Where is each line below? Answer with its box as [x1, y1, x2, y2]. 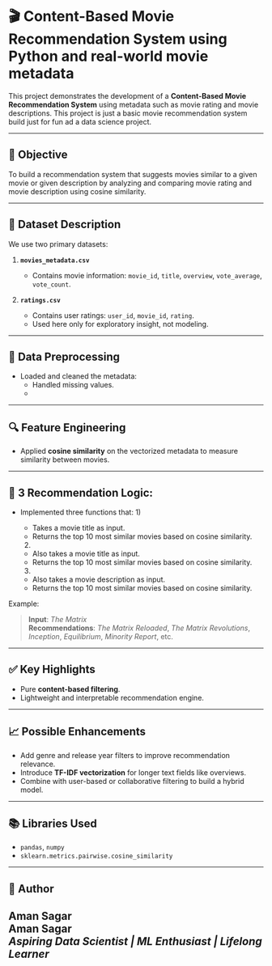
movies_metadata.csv [19, 256, 90, 265]
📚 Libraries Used [8, 817, 97, 831]
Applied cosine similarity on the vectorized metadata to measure [19, 447, 239, 456]
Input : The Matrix [28, 615, 87, 624]
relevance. [19, 759, 56, 769]
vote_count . [32, 279, 71, 289]
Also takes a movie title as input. [32, 549, 140, 558]
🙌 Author [8, 882, 54, 896]
